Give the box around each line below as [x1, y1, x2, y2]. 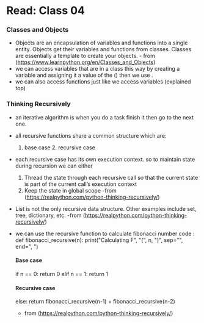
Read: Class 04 [6, 4, 86, 18]
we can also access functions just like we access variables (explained [15, 78, 191, 85]
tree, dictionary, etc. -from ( [15, 211, 86, 219]
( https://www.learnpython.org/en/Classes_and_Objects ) [15, 59, 156, 66]
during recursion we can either [15, 162, 93, 169]
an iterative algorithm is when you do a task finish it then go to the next [15, 113, 194, 121]
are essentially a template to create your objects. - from [15, 52, 156, 60]
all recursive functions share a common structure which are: [15, 132, 167, 139]
